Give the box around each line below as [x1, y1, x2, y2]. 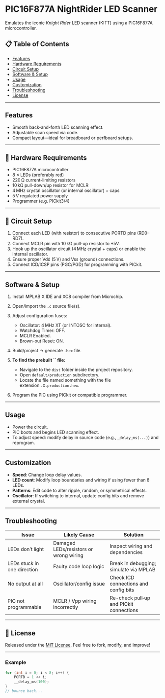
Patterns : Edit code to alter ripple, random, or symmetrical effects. [12, 487, 147, 493]
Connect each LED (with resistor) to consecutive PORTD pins [12, 230, 136, 236]
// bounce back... [5, 689, 43, 694]
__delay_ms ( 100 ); [14, 679, 50, 684]
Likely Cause [63, 531, 95, 538]
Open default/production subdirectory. [19, 372, 100, 378]
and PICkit [110, 601, 134, 608]
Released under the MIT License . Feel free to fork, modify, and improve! [5, 642, 151, 648]
